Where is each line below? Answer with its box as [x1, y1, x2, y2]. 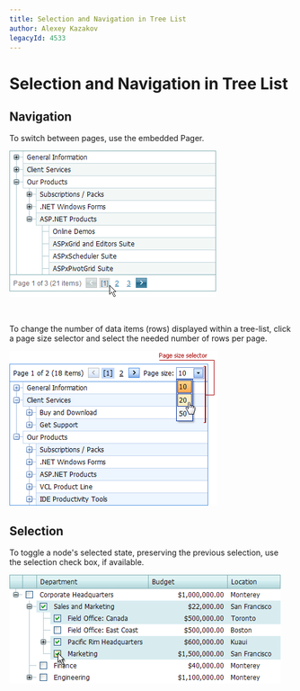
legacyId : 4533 [9, 33, 66, 42]
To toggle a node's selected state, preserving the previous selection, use [9, 547, 279, 558]
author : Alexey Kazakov [9, 23, 99, 33]
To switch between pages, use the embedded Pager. [9, 133, 205, 144]
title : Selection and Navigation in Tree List [9, 14, 187, 23]
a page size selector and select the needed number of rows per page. [9, 333, 268, 344]
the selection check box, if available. [9, 557, 145, 568]
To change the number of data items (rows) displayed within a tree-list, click [9, 324, 292, 335]
